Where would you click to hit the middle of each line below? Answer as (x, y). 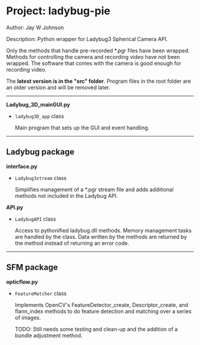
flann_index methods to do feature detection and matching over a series (103, 311)
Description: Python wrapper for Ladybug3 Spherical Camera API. (87, 39)
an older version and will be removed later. (58, 87)
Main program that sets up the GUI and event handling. (82, 128)
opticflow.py (22, 282)
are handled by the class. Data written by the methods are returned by (101, 237)
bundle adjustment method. (49, 335)
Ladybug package (40, 152)
